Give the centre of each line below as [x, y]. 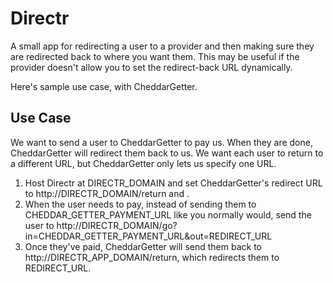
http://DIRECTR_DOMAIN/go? [117, 225]
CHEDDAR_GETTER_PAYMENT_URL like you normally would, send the [168, 214]
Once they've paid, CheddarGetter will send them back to [143, 246]
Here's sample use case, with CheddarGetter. [104, 86]
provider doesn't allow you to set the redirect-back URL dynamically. [151, 67]
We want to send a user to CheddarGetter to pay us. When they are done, [161, 142]
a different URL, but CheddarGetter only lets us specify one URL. [143, 163]
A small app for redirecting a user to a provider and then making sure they [162, 46]
